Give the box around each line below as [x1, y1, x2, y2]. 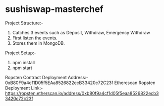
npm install [12, 59, 35, 65]
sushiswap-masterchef [5, 3, 104, 15]
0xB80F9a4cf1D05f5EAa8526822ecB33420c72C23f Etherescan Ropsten [5, 80, 156, 86]
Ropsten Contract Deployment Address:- [5, 74, 88, 80]
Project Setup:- [5, 50, 36, 56]
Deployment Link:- [5, 85, 43, 91]
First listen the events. [12, 35, 58, 41]
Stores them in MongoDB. [12, 40, 65, 46]
